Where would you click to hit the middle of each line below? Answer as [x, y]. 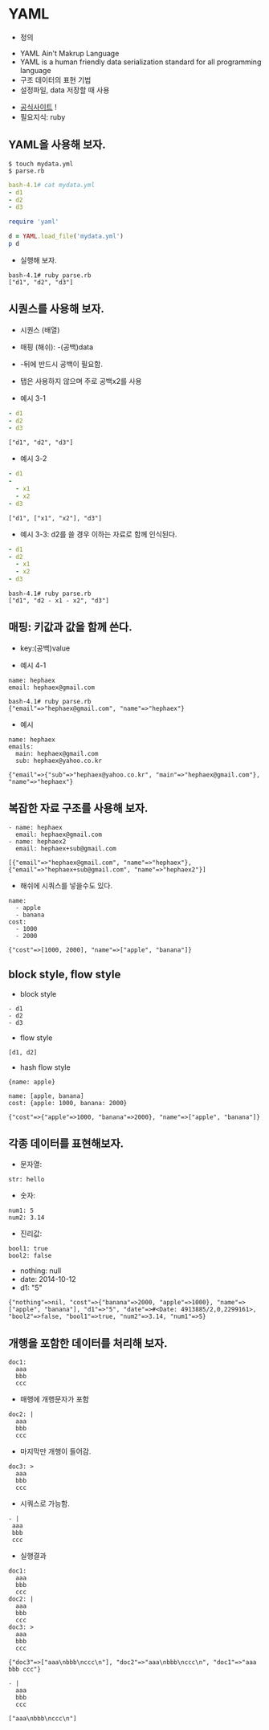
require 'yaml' [34, 222]
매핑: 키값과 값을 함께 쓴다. [70, 627]
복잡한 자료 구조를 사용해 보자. [78, 808]
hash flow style [45, 1067]
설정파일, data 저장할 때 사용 [65, 90]
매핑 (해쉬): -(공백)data [57, 347]
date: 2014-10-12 [48, 1279]
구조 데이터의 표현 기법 [55, 80]
